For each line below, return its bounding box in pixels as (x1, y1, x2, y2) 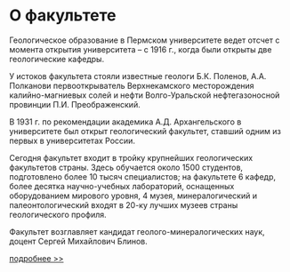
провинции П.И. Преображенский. (9, 99, 141, 109)
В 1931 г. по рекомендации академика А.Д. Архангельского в (9, 116, 242, 127)
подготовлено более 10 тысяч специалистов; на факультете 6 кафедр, (9, 171, 277, 182)
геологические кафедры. (9, 53, 105, 64)
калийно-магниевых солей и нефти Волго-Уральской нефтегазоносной (9, 90, 280, 100)
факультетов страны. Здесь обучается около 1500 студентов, (9, 162, 243, 172)
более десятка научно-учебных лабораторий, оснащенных (9, 180, 235, 191)
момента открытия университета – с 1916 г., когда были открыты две (9, 44, 272, 54)
